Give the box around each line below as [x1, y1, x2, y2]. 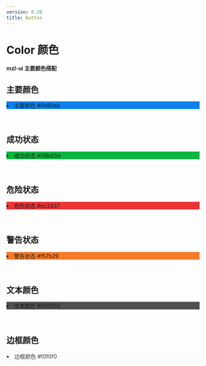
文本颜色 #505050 [14, 302, 61, 310]
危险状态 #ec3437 [14, 202, 60, 209]
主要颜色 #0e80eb [14, 102, 61, 109]
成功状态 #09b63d [14, 151, 61, 159]
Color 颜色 [6, 43, 59, 57]
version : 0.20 [6, 9, 43, 15]
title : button [6, 15, 43, 21]
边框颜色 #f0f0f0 [14, 353, 57, 360]
